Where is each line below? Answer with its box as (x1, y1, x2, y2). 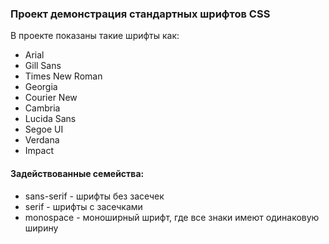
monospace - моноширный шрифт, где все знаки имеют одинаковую (24, 211, 320, 223)
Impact (24, 145, 54, 157)
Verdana (24, 134, 60, 146)
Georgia (24, 81, 58, 93)
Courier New (24, 92, 78, 104)
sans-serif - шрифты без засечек (24, 190, 165, 202)
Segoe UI (24, 123, 64, 136)
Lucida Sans (24, 113, 77, 125)
